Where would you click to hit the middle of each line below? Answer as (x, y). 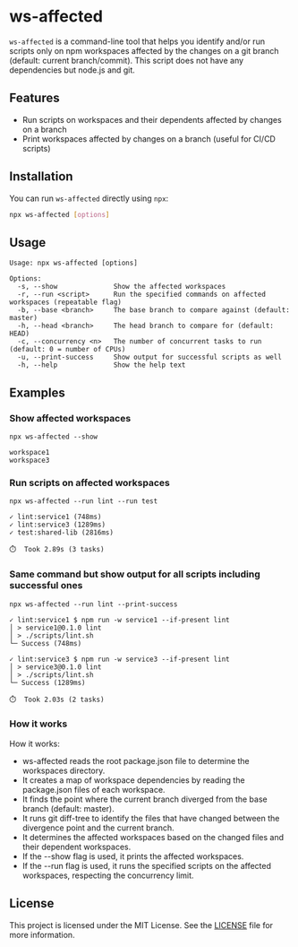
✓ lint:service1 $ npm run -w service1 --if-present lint (119, 620)
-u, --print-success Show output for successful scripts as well (149, 357)
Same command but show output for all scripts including (135, 574)
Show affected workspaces (70, 418)
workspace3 (30, 460)
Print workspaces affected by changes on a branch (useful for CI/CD (149, 139)
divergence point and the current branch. (98, 828)
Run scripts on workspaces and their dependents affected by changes (152, 119)
